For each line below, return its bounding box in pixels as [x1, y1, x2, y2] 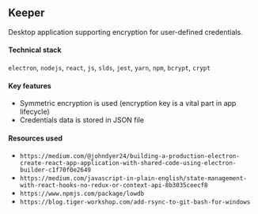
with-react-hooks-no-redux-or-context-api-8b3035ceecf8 [19, 182, 208, 190]
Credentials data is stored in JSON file [19, 115, 145, 125]
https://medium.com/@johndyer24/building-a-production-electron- [19, 152, 240, 160]
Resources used [8, 133, 63, 143]
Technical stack [8, 45, 62, 54]
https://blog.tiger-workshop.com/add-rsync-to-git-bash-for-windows [19, 198, 251, 206]
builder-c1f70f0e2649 [19, 166, 91, 175]
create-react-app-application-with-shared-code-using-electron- [19, 160, 237, 167]
